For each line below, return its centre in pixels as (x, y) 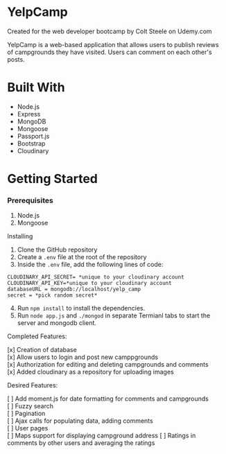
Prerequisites (30, 200)
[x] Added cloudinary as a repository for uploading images (91, 372)
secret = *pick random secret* (52, 295)
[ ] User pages (28, 428)
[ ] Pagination (26, 414)
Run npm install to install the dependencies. (81, 308)
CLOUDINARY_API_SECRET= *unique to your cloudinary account (96, 277)
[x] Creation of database (42, 350)
